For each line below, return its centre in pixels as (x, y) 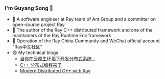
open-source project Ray (38, 24)
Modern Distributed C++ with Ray (55, 71)
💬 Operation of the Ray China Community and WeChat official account (86, 41)
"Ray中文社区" (27, 47)
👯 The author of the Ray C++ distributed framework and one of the (82, 30)
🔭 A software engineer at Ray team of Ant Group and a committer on (84, 19)
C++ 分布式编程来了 (41, 65)
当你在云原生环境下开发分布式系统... (57, 59)
